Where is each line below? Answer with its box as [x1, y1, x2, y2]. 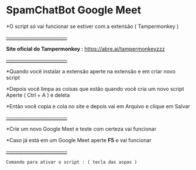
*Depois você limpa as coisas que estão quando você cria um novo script [6, 85, 184, 92]
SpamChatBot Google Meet [6, 3, 142, 17]
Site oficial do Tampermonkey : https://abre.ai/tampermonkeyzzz [6, 45, 165, 52]
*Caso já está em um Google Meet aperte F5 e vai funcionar [6, 136, 152, 143]
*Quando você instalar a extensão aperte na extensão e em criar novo [6, 68, 176, 75]
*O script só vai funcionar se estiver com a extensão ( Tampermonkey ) [6, 23, 179, 30]
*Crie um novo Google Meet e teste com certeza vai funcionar [6, 125, 157, 132]
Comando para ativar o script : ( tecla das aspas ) [6, 159, 137, 165]
